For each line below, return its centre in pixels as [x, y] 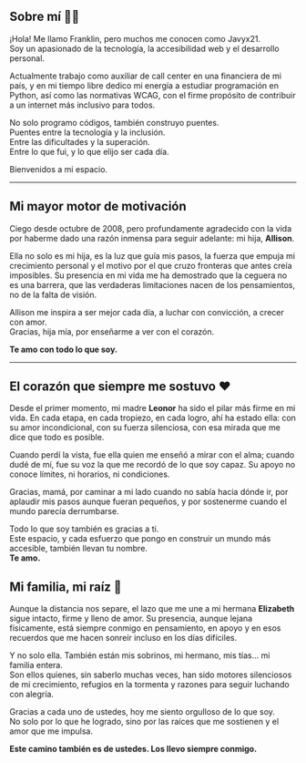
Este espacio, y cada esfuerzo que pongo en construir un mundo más [140, 539]
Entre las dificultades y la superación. [80, 141]
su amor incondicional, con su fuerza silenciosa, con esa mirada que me [145, 428]
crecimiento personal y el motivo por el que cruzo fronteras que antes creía [151, 265]
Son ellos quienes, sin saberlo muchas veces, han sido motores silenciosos [151, 675]
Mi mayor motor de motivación [98, 206]
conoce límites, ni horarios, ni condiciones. [90, 474]
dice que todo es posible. [57, 438]
